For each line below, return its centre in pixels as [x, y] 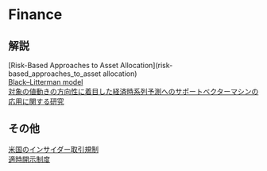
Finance [35, 15]
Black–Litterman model [46, 82]
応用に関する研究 [36, 101]
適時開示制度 [29, 159]
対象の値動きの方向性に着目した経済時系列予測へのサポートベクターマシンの [133, 91]
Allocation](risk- [147, 65]
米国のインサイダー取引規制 [54, 149]
